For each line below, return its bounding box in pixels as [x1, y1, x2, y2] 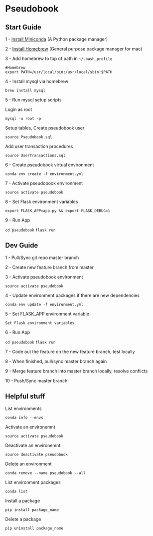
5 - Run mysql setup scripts [5, 97, 62, 102]
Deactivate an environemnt [5, 442, 61, 448]
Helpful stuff [5, 392, 45, 400]
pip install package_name [5, 507, 59, 512]
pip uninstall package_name [5, 525, 64, 530]
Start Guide [5, 23, 41, 31]
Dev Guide [5, 241, 38, 250]
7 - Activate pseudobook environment [5, 180, 83, 186]
